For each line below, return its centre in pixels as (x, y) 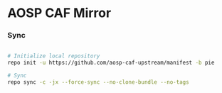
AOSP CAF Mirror (59, 13)
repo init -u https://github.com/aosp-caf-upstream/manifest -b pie (111, 63)
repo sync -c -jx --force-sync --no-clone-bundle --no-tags (99, 82)
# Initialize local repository (54, 56)
